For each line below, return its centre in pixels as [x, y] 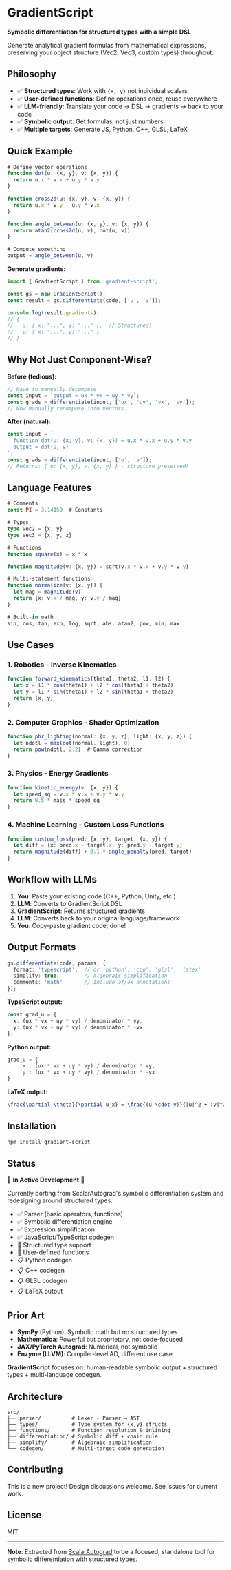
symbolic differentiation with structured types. [73, 1559]
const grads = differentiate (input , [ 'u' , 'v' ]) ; [80, 460]
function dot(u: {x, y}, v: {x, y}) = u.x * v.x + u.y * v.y [103, 441]
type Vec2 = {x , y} [35, 529]
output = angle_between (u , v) [51, 256]
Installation [32, 1126]
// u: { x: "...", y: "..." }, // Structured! [80, 325]
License [24, 1515]
